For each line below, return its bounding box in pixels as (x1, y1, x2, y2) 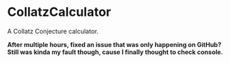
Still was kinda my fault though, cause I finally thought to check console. (7, 48, 223, 56)
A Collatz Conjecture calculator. (7, 27, 99, 35)
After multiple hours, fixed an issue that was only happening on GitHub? (7, 40, 222, 48)
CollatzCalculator (7, 4, 111, 20)
